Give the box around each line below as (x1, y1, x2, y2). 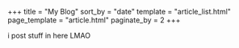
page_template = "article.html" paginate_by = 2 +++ (7, 15, 181, 25)
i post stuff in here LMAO (7, 31, 90, 40)
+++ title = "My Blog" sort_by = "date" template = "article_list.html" (7, 7, 232, 16)
